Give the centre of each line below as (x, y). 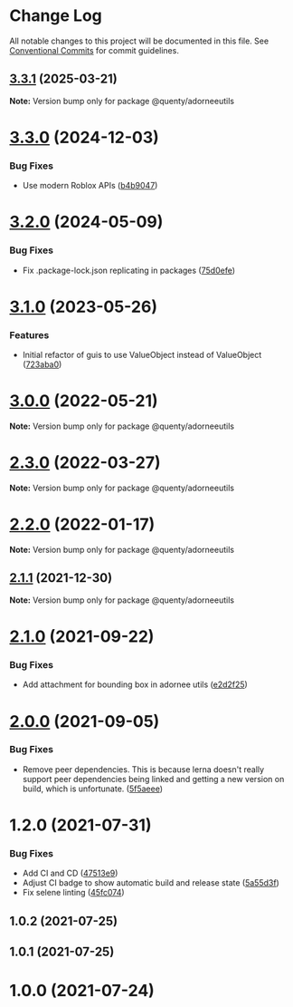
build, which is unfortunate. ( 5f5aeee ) (93, 789)
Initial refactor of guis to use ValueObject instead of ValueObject (142, 355)
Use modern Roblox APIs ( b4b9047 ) (90, 186)
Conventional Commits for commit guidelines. (94, 50)
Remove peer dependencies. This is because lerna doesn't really (143, 769)
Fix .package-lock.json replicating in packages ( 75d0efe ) (129, 270)
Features (29, 334)
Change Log (56, 16)
